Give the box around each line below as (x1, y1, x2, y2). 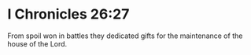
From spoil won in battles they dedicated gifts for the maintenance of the (7, 31, 243, 40)
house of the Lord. (7, 39, 68, 48)
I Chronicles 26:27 (7, 5, 130, 23)
